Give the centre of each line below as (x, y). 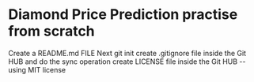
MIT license (46, 69)
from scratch (51, 31)
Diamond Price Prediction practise (123, 15)
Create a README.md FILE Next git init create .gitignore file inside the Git (127, 53)
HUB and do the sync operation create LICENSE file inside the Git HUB (123, 61)
